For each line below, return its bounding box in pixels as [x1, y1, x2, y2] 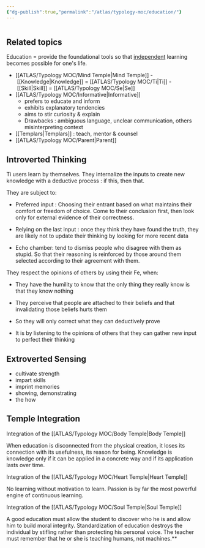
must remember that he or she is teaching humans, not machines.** [6, 535, 177, 542]
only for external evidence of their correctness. [15, 214, 135, 221]
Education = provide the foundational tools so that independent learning [6, 53, 188, 61]
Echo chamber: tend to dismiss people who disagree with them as [15, 244, 182, 252]
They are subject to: [6, 189, 57, 197]
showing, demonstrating [15, 389, 76, 397]
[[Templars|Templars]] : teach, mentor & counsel [15, 130, 138, 138]
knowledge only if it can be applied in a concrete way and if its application [6, 454, 193, 462]
